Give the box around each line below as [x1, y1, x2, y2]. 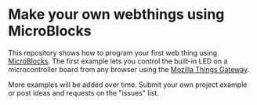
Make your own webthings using [8, 5, 225, 24]
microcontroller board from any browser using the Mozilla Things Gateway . [8, 64, 250, 74]
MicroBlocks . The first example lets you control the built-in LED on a [8, 56, 228, 66]
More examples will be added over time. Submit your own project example [8, 80, 248, 89]
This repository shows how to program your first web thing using [8, 48, 218, 57]
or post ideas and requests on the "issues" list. [8, 88, 159, 97]
